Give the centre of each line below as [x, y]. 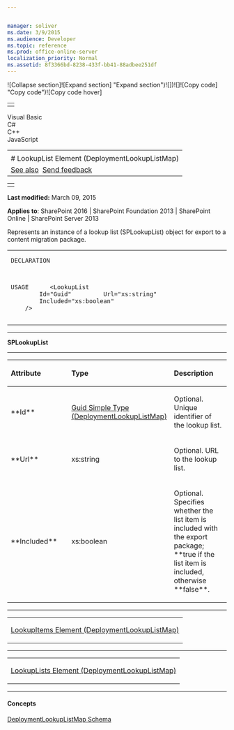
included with [196, 528]
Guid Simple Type [100, 407]
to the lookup [195, 459]
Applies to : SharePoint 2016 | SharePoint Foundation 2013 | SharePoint [109, 211]
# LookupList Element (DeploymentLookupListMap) [95, 158]
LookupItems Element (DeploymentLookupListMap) [95, 629]
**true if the [194, 554]
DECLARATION [31, 260]
